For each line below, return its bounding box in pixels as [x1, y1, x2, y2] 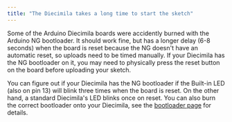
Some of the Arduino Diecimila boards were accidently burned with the [7, 29, 210, 37]
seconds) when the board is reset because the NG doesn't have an [7, 43, 199, 52]
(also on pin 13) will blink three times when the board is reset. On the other [7, 86, 220, 94]
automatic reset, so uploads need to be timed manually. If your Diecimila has [7, 51, 225, 59]
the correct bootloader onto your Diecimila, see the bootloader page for [7, 101, 212, 109]
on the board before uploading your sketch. [7, 65, 132, 74]
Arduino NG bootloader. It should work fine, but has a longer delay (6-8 [7, 36, 211, 45]
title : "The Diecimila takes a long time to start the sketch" [7, 10, 194, 17]
